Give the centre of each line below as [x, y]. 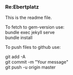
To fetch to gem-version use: [35, 27]
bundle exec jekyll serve [30, 33]
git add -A [15, 57]
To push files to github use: [33, 47]
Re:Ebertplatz [22, 7]
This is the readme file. [29, 18]
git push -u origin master [31, 67]
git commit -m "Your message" [37, 62]
